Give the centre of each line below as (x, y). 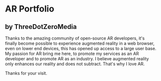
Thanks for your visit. (26, 73)
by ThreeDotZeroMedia (41, 27)
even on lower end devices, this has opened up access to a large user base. (81, 48)
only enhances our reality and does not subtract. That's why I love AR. (75, 64)
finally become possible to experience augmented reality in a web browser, (80, 43)
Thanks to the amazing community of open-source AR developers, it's (75, 38)
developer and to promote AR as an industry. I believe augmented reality (77, 59)
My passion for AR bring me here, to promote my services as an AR (72, 54)
